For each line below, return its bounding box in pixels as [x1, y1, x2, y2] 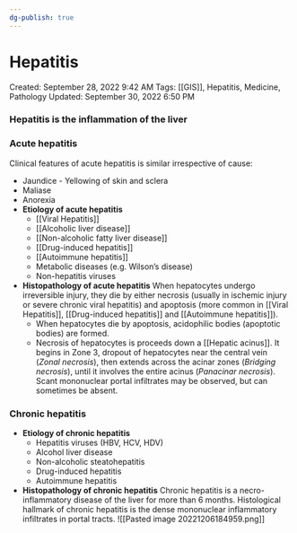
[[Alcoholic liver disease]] [35, 223, 131, 233]
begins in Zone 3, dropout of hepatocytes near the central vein [35, 346, 267, 357]
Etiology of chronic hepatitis [22, 428, 131, 439]
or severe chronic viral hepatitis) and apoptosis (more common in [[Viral [22, 299, 289, 310]
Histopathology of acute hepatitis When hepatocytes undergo [22, 280, 256, 291]
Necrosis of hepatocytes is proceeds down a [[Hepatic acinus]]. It [35, 337, 280, 348]
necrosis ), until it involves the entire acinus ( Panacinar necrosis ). [35, 365, 276, 377]
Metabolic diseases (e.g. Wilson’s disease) [35, 261, 193, 272]
